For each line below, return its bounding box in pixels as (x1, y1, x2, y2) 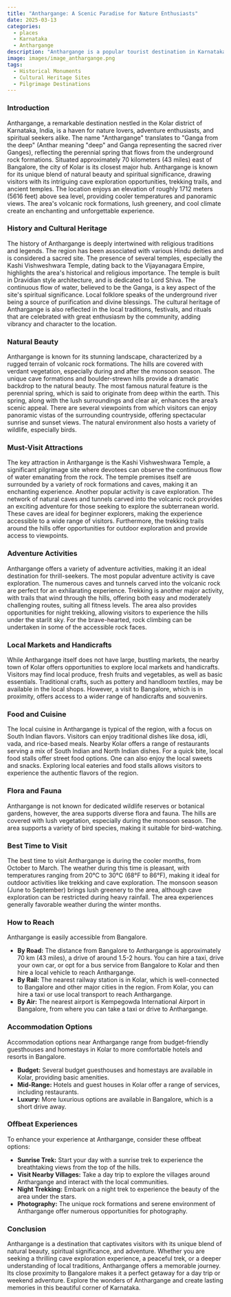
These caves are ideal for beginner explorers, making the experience (7, 510, 203, 518)
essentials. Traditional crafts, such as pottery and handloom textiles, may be (7, 678, 223, 686)
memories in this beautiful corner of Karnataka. (7, 1284, 141, 1292)
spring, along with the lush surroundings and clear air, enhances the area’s (7, 396, 219, 405)
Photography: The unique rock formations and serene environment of (16, 1199, 216, 1208)
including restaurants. (16, 1088, 79, 1096)
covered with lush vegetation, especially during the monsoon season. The (7, 816, 217, 824)
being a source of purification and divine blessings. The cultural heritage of (7, 297, 221, 306)
